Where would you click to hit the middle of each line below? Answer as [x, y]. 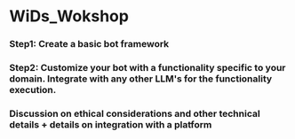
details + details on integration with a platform [111, 124]
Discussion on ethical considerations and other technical [135, 113]
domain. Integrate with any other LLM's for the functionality [141, 79]
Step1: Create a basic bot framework [89, 44]
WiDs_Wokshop [69, 16]
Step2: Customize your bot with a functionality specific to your [147, 68]
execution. [33, 90]
